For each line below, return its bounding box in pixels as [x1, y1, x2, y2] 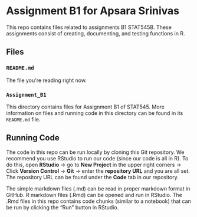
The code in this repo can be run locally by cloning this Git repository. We [6, 149, 185, 156]
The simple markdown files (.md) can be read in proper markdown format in [6, 185, 191, 192]
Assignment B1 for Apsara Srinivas [6, 4, 180, 18]
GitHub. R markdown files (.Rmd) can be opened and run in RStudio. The [6, 191, 183, 198]
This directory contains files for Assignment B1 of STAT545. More [6, 103, 165, 110]
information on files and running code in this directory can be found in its [6, 109, 183, 116]
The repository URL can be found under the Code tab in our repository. [6, 173, 179, 180]
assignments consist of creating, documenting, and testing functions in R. [6, 29, 185, 37]
